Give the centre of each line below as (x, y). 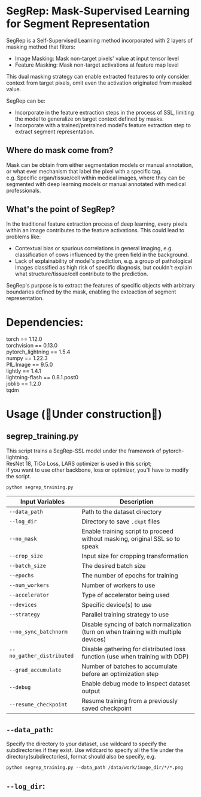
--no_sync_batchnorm (38, 632)
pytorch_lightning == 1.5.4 (38, 352)
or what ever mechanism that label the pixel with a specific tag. (84, 171)
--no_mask (23, 539)
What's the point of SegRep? (61, 209)
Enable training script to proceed (127, 531)
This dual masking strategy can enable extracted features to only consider (98, 76)
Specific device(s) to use (117, 604)
